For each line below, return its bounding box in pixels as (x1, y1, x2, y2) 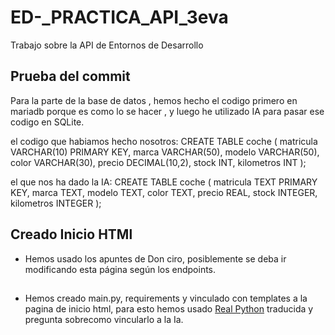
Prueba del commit (10, 68, 131, 85)
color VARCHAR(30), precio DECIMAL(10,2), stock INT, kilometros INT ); (10, 156, 307, 168)
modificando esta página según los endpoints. (24, 263, 217, 275)
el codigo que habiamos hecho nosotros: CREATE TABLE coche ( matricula (10, 135, 318, 147)
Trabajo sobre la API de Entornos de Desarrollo (10, 39, 204, 51)
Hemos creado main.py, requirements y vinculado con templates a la (24, 292, 308, 304)
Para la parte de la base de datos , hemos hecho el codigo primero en (10, 94, 298, 106)
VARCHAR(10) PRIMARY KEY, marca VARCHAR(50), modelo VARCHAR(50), (10, 146, 320, 158)
